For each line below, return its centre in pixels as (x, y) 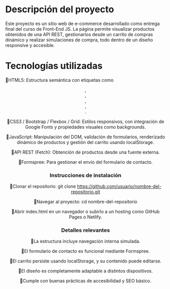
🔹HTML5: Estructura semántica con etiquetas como (59, 80)
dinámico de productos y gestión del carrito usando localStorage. (86, 142)
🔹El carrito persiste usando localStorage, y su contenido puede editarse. (86, 261)
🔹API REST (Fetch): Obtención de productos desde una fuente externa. (86, 152)
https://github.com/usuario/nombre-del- (119, 186)
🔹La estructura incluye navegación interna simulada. (86, 242)
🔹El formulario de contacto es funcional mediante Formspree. (86, 251)
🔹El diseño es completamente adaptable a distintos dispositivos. (86, 271)
